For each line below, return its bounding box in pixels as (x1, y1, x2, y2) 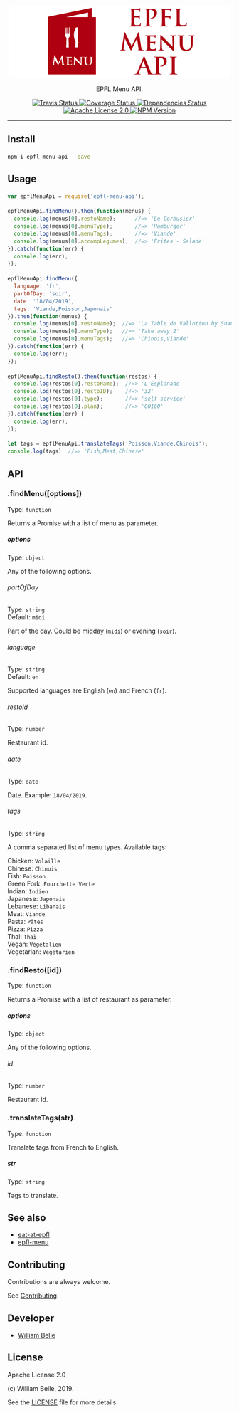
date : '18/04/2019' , (14, 298, 75, 305)
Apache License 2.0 (7, 1370, 66, 1379)
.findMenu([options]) (7, 489, 83, 499)
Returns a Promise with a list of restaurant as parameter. (7, 995, 172, 1004)
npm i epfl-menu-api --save (7, 153, 91, 160)
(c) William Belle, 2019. (7, 1384, 74, 1392)
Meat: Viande (7, 909, 46, 918)
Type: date (7, 777, 39, 785)
